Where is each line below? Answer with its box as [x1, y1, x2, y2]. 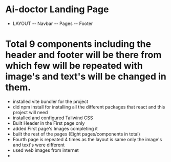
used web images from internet [12, 147, 79, 153]
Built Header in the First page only [12, 120, 85, 126]
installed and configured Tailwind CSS [12, 115, 93, 121]
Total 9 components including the [5, 38, 152, 50]
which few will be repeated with [5, 60, 143, 72]
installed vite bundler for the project [12, 98, 89, 104]
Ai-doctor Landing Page [5, 4, 109, 15]
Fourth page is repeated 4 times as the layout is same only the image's [12, 136, 162, 142]
